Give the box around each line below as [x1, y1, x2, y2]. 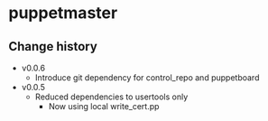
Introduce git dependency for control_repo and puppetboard [34, 72, 260, 83]
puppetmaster [8, 3, 118, 23]
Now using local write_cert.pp [48, 101, 160, 111]
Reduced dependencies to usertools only [34, 91, 189, 102]
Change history [8, 39, 98, 54]
